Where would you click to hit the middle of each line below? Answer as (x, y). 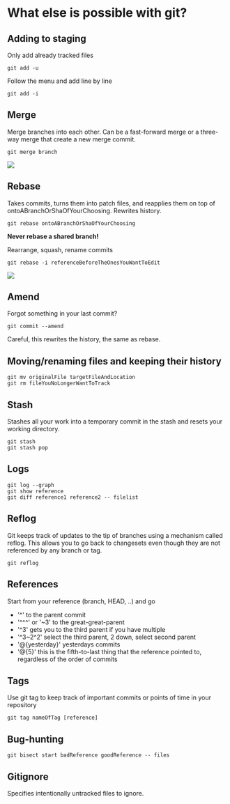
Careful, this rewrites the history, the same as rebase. (84, 339)
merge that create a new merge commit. (78, 139)
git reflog (23, 563)
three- (209, 132)
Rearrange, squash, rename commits (60, 249)
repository (22, 705)
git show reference (36, 491)
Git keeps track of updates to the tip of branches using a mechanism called (115, 535)
